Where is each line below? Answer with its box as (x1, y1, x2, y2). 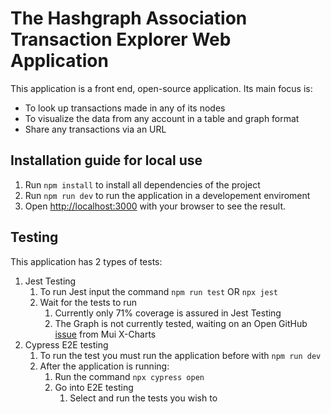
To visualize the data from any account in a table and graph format (24, 112, 300, 124)
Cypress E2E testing (24, 338, 109, 351)
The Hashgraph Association (10, 7, 248, 30)
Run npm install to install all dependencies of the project (24, 178, 261, 191)
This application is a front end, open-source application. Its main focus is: (10, 82, 313, 94)
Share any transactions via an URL (24, 123, 167, 135)
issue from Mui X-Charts (54, 328, 157, 340)
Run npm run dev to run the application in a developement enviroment (24, 189, 311, 201)
